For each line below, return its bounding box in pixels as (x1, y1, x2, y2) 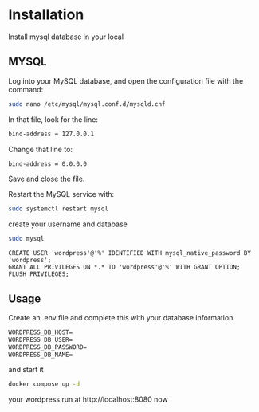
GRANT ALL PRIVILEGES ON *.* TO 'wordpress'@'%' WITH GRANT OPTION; (8, 263, 241, 272)
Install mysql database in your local (8, 32, 124, 41)
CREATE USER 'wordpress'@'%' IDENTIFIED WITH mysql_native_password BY (8, 249, 251, 257)
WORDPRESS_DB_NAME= (8, 351, 73, 359)
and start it (8, 365, 44, 375)
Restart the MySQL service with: (8, 190, 115, 199)
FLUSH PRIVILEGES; (8, 270, 69, 278)
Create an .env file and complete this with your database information (8, 312, 233, 322)
